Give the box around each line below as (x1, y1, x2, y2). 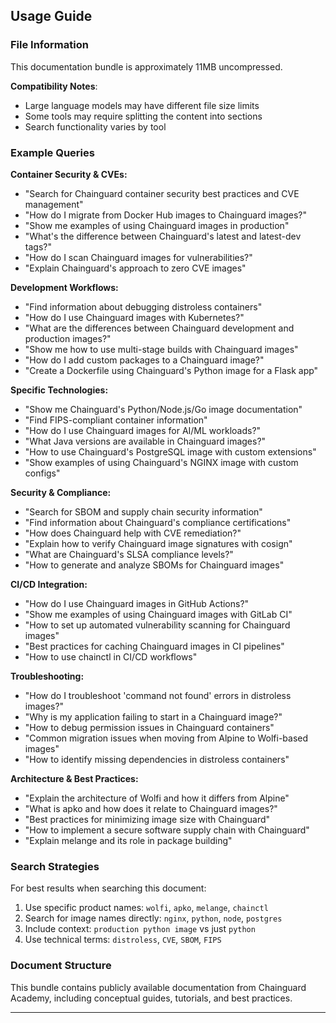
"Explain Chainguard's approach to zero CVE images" (24, 262, 247, 274)
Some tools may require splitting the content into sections (24, 110, 263, 122)
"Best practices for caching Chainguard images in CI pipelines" (24, 640, 285, 652)
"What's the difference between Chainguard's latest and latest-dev (24, 230, 302, 242)
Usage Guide (10, 8, 93, 25)
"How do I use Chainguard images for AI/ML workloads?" (24, 424, 262, 436)
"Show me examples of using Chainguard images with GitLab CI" (24, 608, 293, 620)
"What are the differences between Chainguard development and (24, 322, 295, 334)
